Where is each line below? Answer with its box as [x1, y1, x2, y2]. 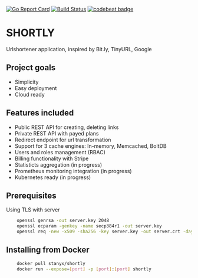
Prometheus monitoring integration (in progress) [14, 167, 132, 174]
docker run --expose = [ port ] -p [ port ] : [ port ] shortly [16, 266, 151, 272]
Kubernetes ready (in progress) [14, 174, 91, 181]
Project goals [6, 62, 56, 73]
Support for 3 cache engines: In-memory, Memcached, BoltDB [14, 142, 167, 150]
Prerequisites [6, 190, 57, 200]
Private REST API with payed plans [14, 130, 99, 137]
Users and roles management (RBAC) [14, 148, 106, 155]
